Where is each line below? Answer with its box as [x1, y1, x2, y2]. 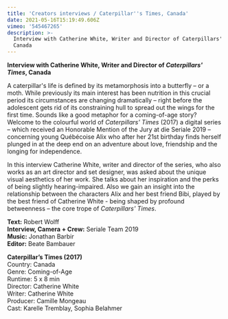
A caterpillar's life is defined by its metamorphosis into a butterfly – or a [7, 82, 209, 89]
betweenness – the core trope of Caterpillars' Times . [7, 204, 157, 212]
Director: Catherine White [7, 283, 80, 290]
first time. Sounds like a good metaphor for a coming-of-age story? [7, 111, 197, 119]
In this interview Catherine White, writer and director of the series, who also [7, 161, 221, 168]
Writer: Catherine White [7, 289, 74, 298]
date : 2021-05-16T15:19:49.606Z [7, 16, 100, 23]
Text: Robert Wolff [7, 218, 60, 225]
